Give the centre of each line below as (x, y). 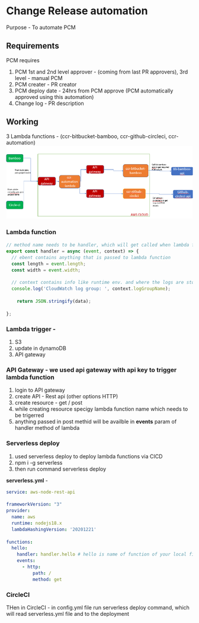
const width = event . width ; (46, 270)
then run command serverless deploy (60, 469)
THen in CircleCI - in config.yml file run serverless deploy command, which (98, 607)
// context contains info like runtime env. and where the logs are (98, 283)
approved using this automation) (54, 97)
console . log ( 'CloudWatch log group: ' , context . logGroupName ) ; (91, 289)
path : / (42, 573)
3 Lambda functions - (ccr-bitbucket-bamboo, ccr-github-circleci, (87, 136)
